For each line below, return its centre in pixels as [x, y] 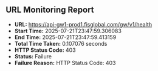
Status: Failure [33, 56]
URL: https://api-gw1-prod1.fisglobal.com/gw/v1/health [83, 24]
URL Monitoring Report [50, 10]
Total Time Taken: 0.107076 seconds [61, 43]
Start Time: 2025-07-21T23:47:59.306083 [68, 31]
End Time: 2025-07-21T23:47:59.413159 [65, 37]
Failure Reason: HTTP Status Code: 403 [65, 63]
